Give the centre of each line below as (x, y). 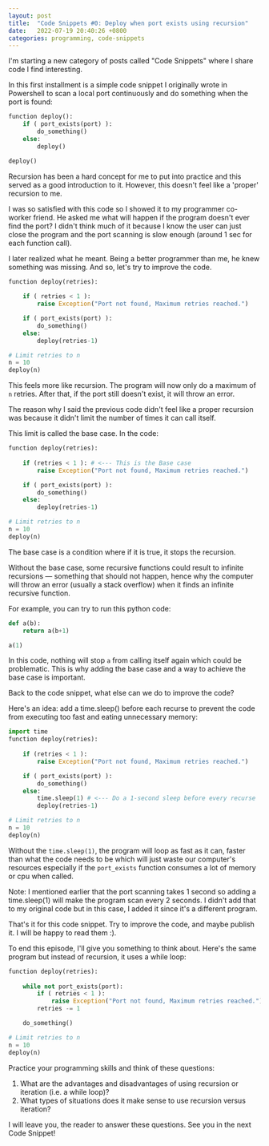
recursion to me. (35, 193)
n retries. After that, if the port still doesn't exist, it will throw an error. (121, 394)
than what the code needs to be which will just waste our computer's (122, 859)
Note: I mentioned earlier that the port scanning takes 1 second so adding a (132, 891)
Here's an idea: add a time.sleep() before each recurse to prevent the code (132, 708)
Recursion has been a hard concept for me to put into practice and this (125, 176)
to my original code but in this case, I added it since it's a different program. (133, 908)
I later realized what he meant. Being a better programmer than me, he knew (134, 258)
